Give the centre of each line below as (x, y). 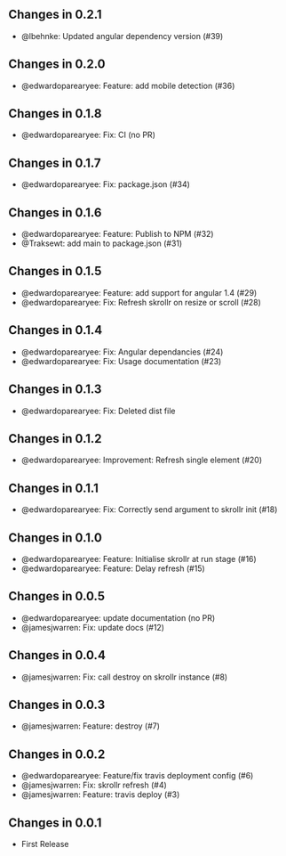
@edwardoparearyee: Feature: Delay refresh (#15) (113, 568)
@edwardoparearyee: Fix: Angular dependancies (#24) (122, 352)
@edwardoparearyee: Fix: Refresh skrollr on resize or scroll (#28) (141, 302)
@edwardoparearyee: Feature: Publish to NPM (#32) (117, 234)
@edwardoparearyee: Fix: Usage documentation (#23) (121, 361)
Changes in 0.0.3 (57, 704)
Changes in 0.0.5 (57, 596)
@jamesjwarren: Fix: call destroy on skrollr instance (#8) (124, 677)
